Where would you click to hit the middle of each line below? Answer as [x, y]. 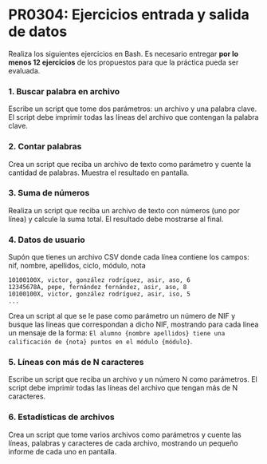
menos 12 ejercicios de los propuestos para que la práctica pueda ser [124, 62]
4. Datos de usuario [47, 240]
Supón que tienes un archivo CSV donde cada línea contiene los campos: [129, 257]
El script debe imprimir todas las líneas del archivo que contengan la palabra [133, 117]
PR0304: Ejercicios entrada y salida [129, 15]
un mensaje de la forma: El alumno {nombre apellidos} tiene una [117, 333]
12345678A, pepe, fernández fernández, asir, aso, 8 [98, 288]
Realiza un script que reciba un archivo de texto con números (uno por [124, 210]
